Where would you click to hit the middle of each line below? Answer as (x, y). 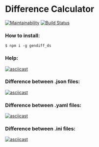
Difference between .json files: (43, 81)
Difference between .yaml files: (43, 105)
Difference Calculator (50, 9)
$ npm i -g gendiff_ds (28, 46)
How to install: (23, 36)
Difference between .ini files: (40, 129)
